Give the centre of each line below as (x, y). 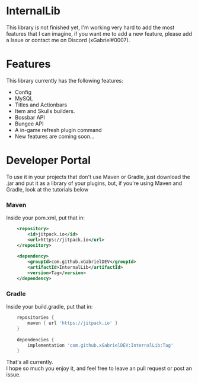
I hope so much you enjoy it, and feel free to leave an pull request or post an (99, 368)
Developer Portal (48, 160)
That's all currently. (30, 362)
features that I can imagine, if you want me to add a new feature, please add (99, 33)
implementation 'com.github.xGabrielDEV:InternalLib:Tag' (100, 345)
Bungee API (29, 124)
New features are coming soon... (55, 136)
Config (23, 92)
